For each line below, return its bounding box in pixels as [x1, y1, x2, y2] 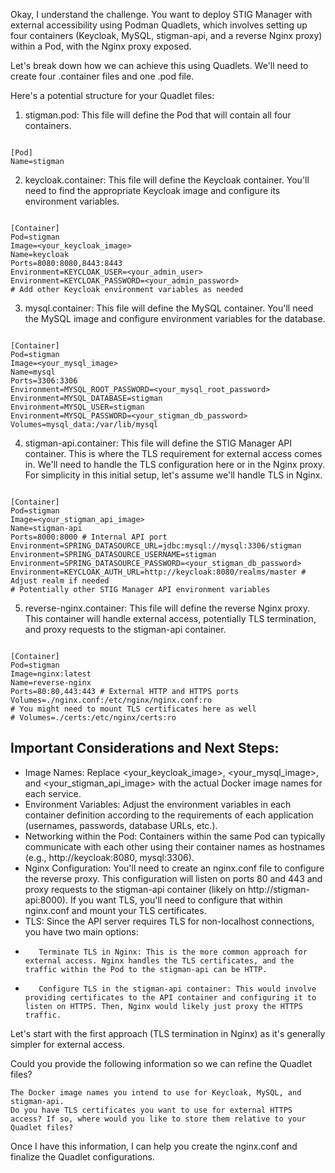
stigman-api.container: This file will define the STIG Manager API [24, 437, 293, 449]
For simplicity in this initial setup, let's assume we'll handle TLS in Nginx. [24, 469, 323, 481]
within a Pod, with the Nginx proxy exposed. [10, 40, 192, 52]
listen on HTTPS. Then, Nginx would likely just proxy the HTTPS [24, 1001, 303, 1011]
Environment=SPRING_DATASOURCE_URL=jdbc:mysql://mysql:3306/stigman [10, 541, 302, 551]
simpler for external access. [10, 1038, 125, 1050]
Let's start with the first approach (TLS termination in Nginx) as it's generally [10, 1027, 326, 1039]
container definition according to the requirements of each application [24, 809, 314, 821]
